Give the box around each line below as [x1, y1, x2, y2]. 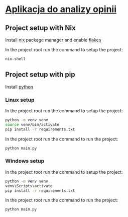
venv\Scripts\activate [5, 183, 53, 188]
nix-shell [5, 56, 26, 61]
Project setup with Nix [5, 24, 76, 32]
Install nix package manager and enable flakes [5, 37, 101, 43]
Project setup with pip [5, 70, 75, 79]
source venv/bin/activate [5, 122, 59, 127]
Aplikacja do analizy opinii [5, 4, 117, 15]
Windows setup [5, 158, 45, 165]
